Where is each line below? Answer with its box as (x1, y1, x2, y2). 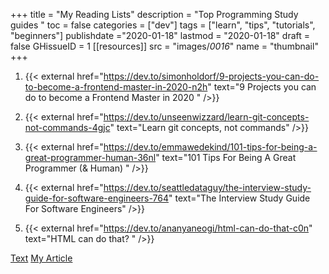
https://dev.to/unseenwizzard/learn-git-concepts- (103, 111, 310, 123)
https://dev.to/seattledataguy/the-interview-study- (103, 182, 312, 193)
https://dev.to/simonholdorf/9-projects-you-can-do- (103, 70, 320, 82)
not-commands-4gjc (24, 122, 111, 133)
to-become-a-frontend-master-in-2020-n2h (24, 81, 208, 93)
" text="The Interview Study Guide (168, 192, 311, 204)
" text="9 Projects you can (207, 81, 317, 93)
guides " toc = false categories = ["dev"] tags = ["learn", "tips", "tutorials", (10, 19, 316, 31)
